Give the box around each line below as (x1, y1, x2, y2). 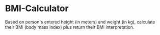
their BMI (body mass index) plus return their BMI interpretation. (5, 24, 134, 30)
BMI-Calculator (5, 3, 69, 14)
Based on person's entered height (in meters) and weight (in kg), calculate (5, 19, 156, 25)
